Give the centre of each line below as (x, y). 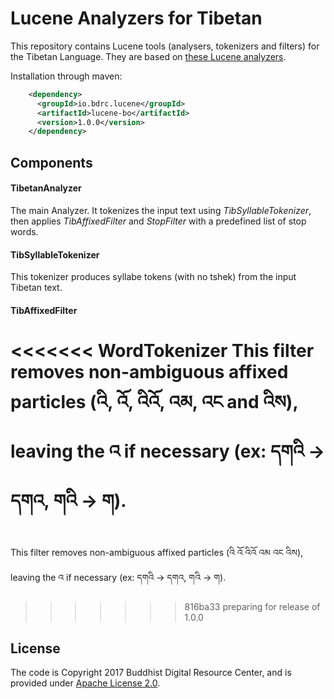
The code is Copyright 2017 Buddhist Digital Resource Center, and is (151, 673)
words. (24, 231)
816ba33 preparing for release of (252, 606)
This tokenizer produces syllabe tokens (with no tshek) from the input (153, 277)
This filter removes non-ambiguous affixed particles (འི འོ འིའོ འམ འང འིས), (157, 552)
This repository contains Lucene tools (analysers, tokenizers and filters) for (165, 46)
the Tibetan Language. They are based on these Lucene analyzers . (148, 56)
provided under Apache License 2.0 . (85, 683)
